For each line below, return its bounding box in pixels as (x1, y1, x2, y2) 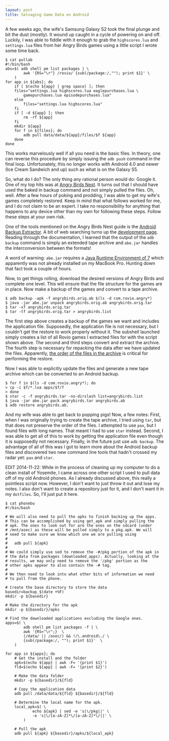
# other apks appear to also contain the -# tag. (5, 563, 112, 568)
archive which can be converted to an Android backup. (5, 370, 120, 377)
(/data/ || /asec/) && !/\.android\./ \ (23, 633, 109, 638)
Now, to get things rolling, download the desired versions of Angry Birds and (5, 275, 164, 281)
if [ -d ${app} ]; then (14, 110, 65, 115)
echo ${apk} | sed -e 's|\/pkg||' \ (32, 709, 109, 714)
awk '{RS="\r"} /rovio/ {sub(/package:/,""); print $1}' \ (23, 70, 150, 76)
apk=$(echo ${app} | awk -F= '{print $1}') (14, 660, 107, 665)
